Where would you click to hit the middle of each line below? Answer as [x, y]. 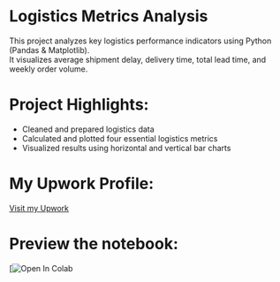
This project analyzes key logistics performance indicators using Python [140, 41]
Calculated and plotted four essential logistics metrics [120, 138]
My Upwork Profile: [82, 184]
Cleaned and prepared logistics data [88, 129]
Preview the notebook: [94, 244]
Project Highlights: [79, 105]
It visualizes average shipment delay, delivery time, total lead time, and [138, 59]
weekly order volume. [49, 69]
